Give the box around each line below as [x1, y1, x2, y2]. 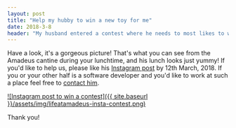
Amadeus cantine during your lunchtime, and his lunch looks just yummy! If [7, 57, 225, 65]
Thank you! [7, 113, 40, 122]
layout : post [7, 10, 46, 17]
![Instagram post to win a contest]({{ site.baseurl [7, 92, 148, 101]
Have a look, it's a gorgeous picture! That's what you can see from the [7, 49, 211, 57]
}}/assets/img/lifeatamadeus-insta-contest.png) [7, 99, 146, 108]
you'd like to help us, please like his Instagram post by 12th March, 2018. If [7, 64, 223, 72]
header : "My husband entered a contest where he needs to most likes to [7, 29, 225, 37]
